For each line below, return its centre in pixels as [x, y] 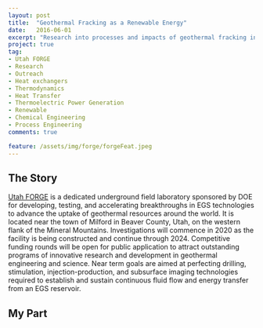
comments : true [33, 132]
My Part [28, 313]
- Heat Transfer [34, 96]
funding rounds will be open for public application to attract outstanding [124, 247]
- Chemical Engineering [47, 118]
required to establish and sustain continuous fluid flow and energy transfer [128, 280]
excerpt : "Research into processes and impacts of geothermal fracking [127, 37]
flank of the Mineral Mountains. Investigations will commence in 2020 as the [131, 230]
